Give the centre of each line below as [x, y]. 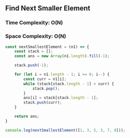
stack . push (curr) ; [43, 103]
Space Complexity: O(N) [36, 36]
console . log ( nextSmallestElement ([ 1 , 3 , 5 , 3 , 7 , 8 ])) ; [65, 130]
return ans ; [27, 117]
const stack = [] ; [34, 52]
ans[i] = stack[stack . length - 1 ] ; [61, 98]
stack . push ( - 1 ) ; [32, 65]
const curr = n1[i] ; [45, 79]
